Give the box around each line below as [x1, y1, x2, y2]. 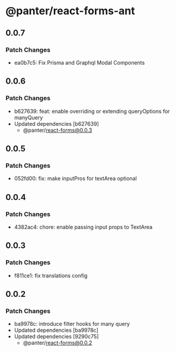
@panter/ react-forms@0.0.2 [23, 340, 92, 347]
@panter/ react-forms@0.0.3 [23, 126, 92, 134]
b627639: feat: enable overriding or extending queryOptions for [14, 107, 170, 115]
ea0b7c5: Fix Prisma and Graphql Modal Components [14, 59, 145, 66]
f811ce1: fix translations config [14, 272, 88, 279]
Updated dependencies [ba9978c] [14, 326, 99, 334]
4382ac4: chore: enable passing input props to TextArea [14, 223, 153, 230]
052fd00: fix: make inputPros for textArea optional [14, 175, 137, 182]
